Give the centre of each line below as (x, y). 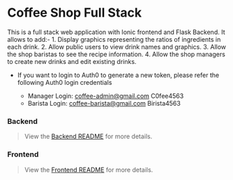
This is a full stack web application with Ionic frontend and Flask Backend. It (116, 32)
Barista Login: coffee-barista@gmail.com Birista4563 (104, 103)
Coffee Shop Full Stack (75, 13)
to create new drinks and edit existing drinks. (72, 61)
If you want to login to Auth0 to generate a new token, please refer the (118, 75)
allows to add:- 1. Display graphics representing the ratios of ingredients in (114, 39)
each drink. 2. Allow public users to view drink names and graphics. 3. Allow (117, 47)
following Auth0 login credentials (65, 82)
